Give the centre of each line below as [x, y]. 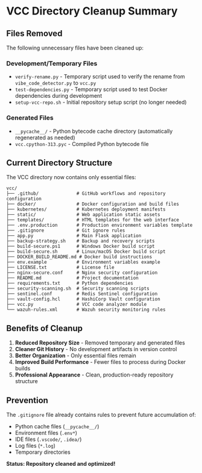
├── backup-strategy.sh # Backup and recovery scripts [80, 241]
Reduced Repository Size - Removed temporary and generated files [100, 343]
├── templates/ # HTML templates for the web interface [93, 220]
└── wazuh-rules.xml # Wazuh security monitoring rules [86, 310]
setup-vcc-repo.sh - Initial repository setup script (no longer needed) [101, 102]
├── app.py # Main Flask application [74, 236]
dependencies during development [58, 96]
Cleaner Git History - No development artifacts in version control [96, 349]
